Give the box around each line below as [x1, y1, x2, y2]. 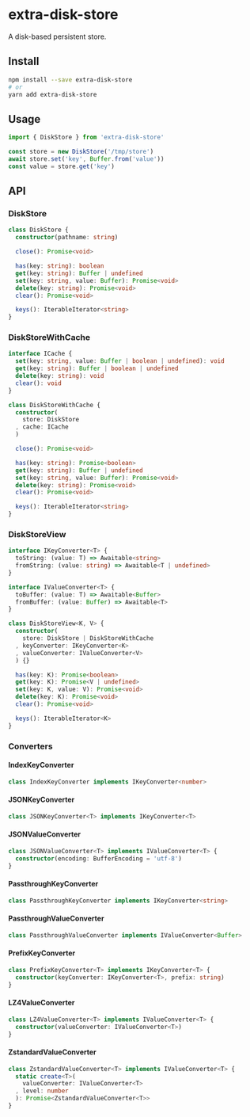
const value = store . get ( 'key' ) [8, 162, 115, 170]
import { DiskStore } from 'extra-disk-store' [8, 133, 165, 142]
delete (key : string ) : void [15, 372, 104, 380]
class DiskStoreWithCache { [8, 401, 101, 409]
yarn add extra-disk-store [8, 90, 97, 98]
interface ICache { [8, 350, 73, 358]
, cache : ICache [15, 423, 69, 431]
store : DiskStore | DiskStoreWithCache [22, 635, 154, 642]
